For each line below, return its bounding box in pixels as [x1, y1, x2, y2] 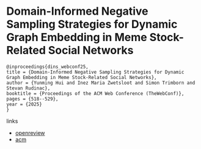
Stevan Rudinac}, [6, 85, 51, 91]
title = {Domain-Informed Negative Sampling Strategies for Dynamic [6, 69, 185, 75]
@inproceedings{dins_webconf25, [6, 63, 89, 70]
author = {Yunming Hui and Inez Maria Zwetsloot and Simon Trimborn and [6, 80, 196, 86]
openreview [15, 129, 45, 136]
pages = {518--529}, [6, 96, 59, 102]
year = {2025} [6, 101, 43, 107]
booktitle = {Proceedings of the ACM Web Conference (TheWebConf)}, [6, 90, 185, 96]
